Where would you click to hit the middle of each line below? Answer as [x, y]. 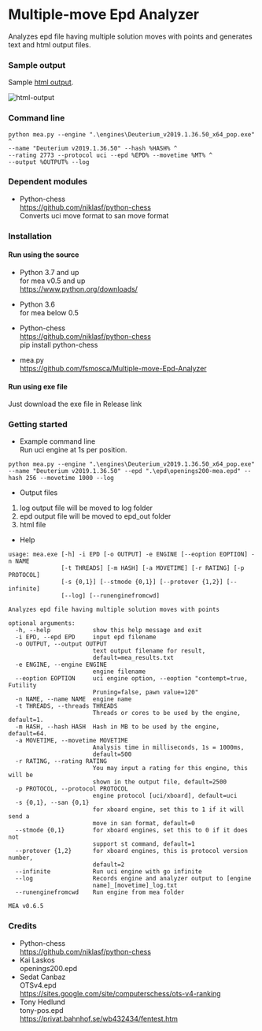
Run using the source [44, 255]
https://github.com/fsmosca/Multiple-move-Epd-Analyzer [113, 368]
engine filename [119, 672]
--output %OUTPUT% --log [49, 162]
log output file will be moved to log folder [86, 508]
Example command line [57, 441]
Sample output [37, 65]
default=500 [112, 754]
